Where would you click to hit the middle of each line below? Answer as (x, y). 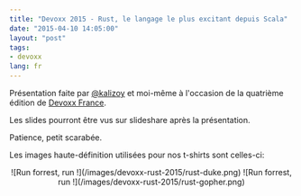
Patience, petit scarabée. (56, 138)
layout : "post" (38, 38)
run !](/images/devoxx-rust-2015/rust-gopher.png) (151, 182)
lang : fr (26, 67)
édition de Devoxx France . (58, 102)
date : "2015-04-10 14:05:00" (64, 28)
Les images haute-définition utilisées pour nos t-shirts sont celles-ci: (137, 155)
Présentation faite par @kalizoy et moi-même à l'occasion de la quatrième (146, 93)
